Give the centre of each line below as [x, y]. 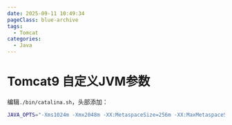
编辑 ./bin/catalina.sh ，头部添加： [58, 102]
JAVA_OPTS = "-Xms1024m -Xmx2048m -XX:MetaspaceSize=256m [89, 115]
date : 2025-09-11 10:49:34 [46, 13]
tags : [15, 26]
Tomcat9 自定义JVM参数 [79, 81]
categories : [24, 39]
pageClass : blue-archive [43, 20]
